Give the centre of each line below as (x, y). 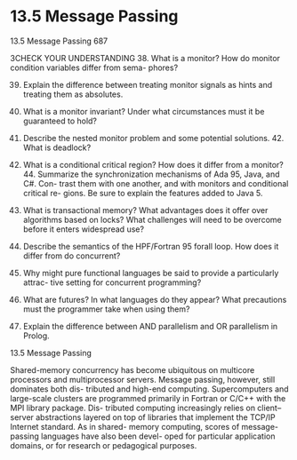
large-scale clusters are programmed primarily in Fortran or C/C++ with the (148, 398)
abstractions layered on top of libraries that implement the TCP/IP (156, 417)
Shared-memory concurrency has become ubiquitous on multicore (132, 369)
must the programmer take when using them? (106, 309)
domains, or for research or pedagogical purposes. (104, 445)
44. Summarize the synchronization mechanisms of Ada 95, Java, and (151, 174)
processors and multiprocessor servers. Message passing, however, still (143, 379)
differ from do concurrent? (72, 256)
